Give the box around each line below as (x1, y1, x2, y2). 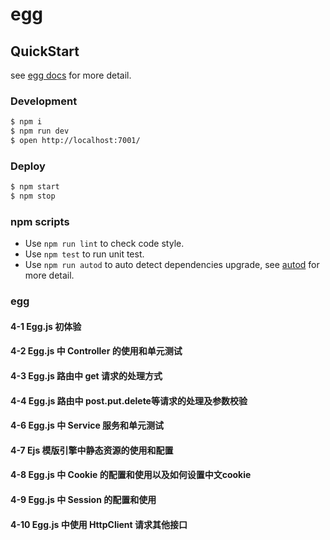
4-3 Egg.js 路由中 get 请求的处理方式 (10, 369, 163, 382)
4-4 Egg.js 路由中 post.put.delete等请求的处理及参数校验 (10, 394, 248, 407)
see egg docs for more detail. (10, 69, 132, 81)
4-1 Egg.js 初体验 (10, 320, 82, 332)
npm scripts (10, 214, 70, 228)
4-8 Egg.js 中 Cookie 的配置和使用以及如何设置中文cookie (10, 469, 252, 481)
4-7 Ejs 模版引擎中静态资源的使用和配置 (10, 444, 174, 456)
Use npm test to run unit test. (24, 248, 145, 260)
